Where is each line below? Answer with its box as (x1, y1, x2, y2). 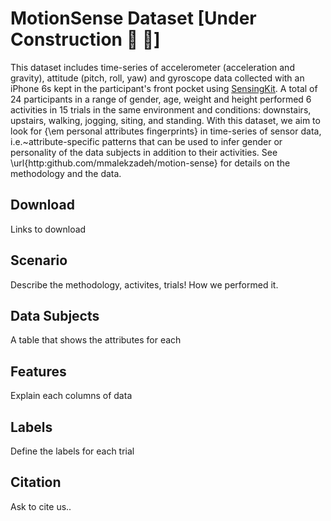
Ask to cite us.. (10, 500, 72, 512)
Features (10, 363, 67, 380)
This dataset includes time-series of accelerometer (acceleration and (10, 61, 295, 73)
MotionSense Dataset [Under (10, 7, 257, 30)
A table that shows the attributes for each (10, 334, 182, 346)
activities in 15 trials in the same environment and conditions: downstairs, (10, 103, 312, 116)
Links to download (10, 223, 87, 235)
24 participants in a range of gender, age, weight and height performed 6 (10, 93, 312, 105)
